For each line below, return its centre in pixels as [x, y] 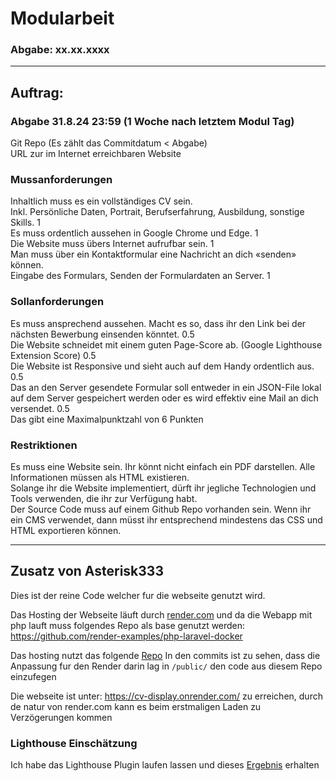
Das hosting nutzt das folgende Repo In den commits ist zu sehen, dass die [165, 655]
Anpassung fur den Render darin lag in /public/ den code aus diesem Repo [166, 666]
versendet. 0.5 [40, 408]
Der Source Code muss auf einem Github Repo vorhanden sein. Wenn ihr [161, 509]
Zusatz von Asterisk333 [87, 571]
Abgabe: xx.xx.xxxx [60, 50]
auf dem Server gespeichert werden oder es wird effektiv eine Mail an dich [164, 398]
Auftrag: [37, 92]
